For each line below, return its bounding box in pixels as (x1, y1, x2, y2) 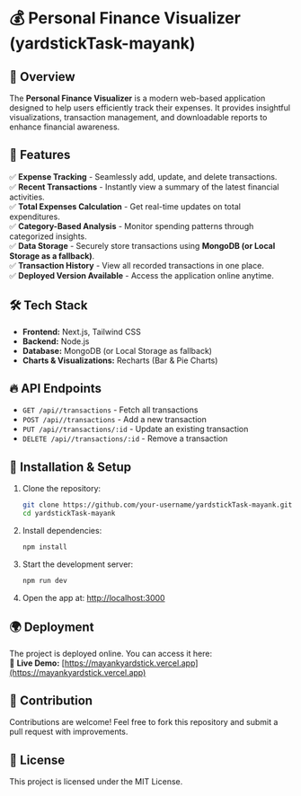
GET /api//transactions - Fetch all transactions (22, 404, 199, 415)
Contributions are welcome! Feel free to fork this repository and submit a (9, 717, 279, 728)
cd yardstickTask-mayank (22, 509, 116, 518)
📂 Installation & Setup (9, 459, 132, 474)
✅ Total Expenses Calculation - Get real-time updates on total (9, 200, 241, 212)
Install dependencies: (22, 526, 102, 535)
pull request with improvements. (9, 726, 128, 738)
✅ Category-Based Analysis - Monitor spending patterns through (9, 220, 254, 231)
